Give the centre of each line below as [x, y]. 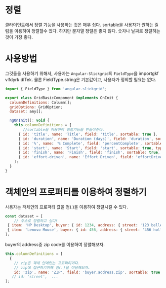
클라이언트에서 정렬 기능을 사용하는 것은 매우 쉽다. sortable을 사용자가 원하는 [79, 25]
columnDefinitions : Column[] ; [41, 102]
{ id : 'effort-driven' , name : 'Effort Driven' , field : [76, 157]
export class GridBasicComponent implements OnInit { [62, 98]
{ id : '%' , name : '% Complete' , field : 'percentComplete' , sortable [90, 144]
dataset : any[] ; [26, 111]
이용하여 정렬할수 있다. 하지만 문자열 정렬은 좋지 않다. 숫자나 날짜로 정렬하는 [87, 31]
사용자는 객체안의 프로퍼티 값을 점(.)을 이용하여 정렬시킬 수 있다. [67, 207]
